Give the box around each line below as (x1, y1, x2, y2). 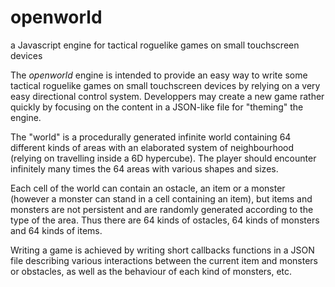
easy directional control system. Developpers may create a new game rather (10, 90, 325, 102)
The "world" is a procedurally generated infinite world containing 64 (10, 131, 292, 143)
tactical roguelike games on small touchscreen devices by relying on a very (10, 79, 321, 91)
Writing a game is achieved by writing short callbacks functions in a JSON (10, 244, 315, 256)
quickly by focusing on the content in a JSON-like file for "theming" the (10, 101, 304, 113)
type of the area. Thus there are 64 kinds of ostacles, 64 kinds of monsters (10, 214, 320, 226)
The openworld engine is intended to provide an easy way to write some (10, 69, 308, 81)
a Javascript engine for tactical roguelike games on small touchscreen (10, 39, 300, 51)
